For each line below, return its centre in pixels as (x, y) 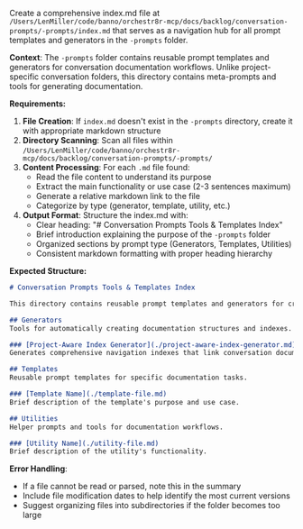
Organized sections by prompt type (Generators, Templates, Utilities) (164, 244)
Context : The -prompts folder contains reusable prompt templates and (139, 57)
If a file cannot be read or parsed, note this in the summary (132, 487)
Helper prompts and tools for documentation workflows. (116, 427)
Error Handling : (38, 469)
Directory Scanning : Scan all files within (97, 140)
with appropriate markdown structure (92, 131)
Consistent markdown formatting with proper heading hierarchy (154, 253)
